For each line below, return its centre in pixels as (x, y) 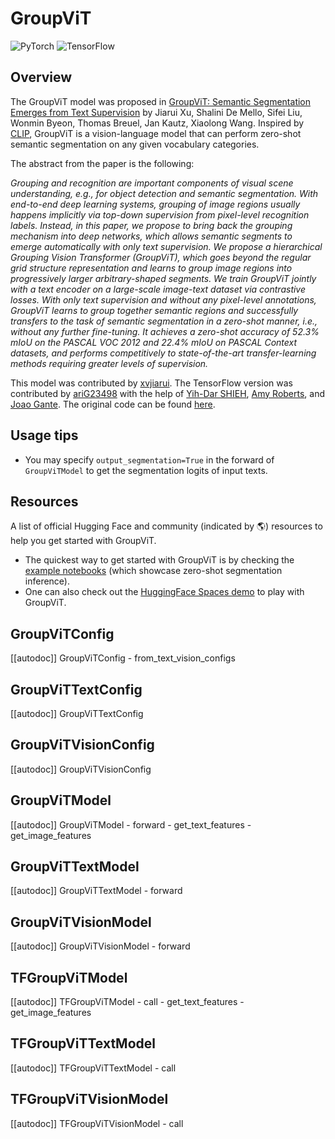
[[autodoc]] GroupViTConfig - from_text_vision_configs (123, 658)
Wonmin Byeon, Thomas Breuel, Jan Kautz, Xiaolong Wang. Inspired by (157, 123)
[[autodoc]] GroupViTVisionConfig (81, 769)
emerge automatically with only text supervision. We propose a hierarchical (166, 246)
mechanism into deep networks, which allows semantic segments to (151, 236)
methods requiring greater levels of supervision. (109, 363)
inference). (47, 581)
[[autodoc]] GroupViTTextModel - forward (96, 891)
